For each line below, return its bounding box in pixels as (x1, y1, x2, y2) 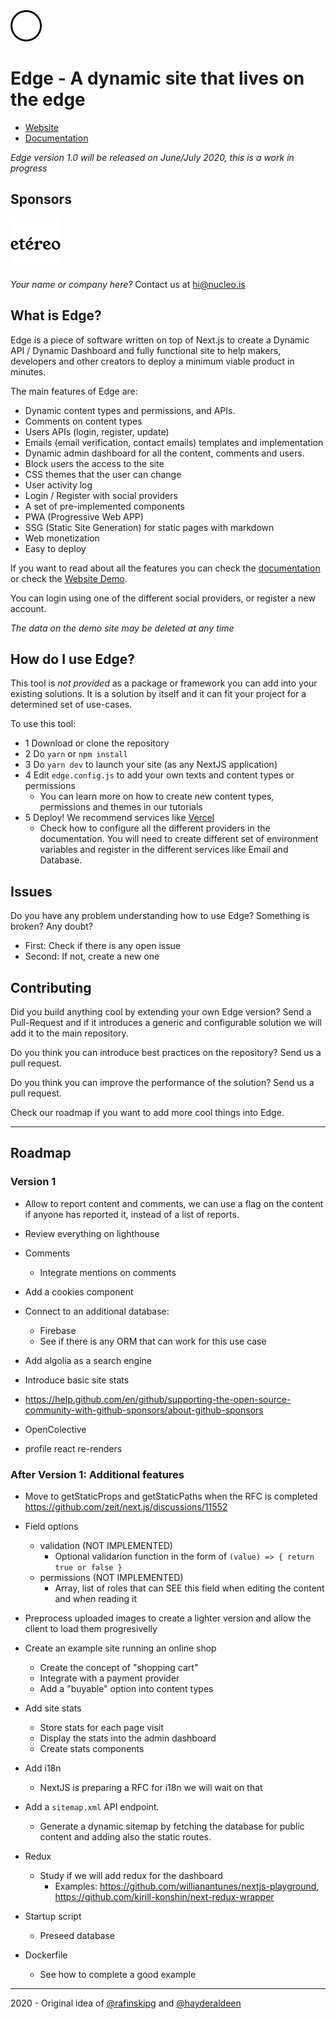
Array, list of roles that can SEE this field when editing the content (54, 1582, 325, 1594)
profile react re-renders (24, 1442, 123, 1454)
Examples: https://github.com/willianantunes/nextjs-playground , (54, 1880, 320, 1892)
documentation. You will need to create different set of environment (39, 833, 319, 845)
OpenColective (24, 1423, 87, 1435)
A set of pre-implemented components (24, 500, 185, 512)
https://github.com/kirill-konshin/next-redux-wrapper (54, 1890, 275, 1903)
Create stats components (39, 1742, 145, 1754)
